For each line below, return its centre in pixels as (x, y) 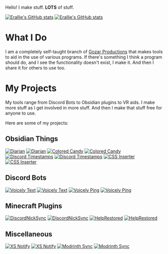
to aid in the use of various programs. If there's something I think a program (84, 57)
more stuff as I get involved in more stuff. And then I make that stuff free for (84, 107)
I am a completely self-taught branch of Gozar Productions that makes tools (84, 51)
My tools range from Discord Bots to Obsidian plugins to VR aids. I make (80, 102)
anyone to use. (21, 113)
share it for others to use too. (35, 67)
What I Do (26, 38)
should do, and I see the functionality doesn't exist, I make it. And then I (79, 62)
